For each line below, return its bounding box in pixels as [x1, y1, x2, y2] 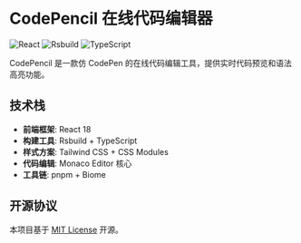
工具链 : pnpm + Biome [22, 169, 106, 180]
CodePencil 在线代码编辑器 [9, 8, 213, 29]
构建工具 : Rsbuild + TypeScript [22, 135, 138, 146]
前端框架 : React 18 [22, 123, 92, 134]
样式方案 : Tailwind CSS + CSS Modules [22, 146, 170, 157]
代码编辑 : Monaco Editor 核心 [22, 158, 132, 169]
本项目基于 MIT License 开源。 [9, 224, 124, 235]
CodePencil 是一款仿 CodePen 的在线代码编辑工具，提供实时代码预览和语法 [9, 57, 292, 68]
